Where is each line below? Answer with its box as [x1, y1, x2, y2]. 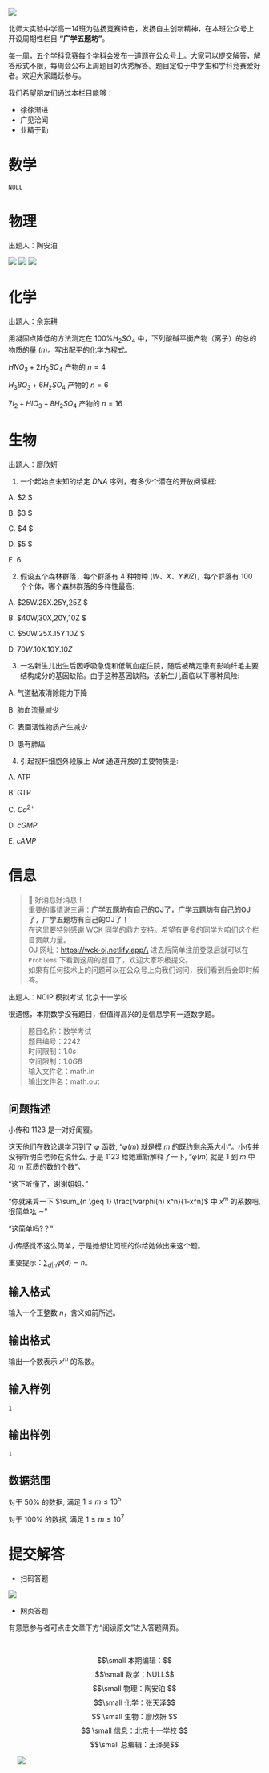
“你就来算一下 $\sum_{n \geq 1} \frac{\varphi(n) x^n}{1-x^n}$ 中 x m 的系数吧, [8, 1195, 261, 1206]
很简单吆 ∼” [8, 1207, 48, 1216]
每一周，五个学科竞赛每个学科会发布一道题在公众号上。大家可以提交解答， [8, 51, 254, 60]
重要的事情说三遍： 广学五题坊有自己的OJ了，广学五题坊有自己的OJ [27, 905, 251, 914]
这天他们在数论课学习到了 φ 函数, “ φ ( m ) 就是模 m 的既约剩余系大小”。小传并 [8, 1142, 259, 1152]
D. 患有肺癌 [8, 739, 46, 749]
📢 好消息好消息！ [27, 894, 84, 904]
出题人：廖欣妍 [8, 459, 58, 469]
